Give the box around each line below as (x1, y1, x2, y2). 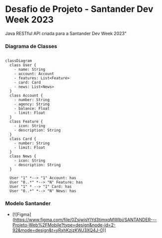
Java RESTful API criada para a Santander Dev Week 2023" (5, 30, 127, 36)
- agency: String (14, 102, 50, 107)
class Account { (9, 93, 43, 98)
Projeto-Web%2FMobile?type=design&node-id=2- (12, 222, 116, 228)
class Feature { (9, 119, 43, 124)
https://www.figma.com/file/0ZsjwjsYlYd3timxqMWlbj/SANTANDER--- (14, 217, 157, 223)
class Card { (9, 136, 37, 142)
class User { (9, 63, 37, 68)
